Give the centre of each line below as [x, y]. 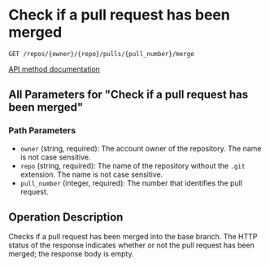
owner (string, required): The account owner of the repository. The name [141, 148]
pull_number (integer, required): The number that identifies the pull [131, 183]
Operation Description [66, 217]
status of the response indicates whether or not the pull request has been [131, 245]
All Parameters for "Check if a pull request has [128, 95]
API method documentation [54, 69]
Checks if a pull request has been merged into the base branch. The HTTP [133, 237]
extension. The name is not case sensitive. [91, 174]
